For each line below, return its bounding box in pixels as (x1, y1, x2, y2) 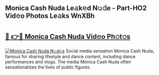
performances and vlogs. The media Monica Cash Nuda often (5, 59, 131, 65)
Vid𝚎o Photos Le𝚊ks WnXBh (5, 12, 95, 20)
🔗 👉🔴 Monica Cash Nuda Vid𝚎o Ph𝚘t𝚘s (5, 32, 131, 41)
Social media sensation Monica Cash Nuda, (65, 48, 155, 54)
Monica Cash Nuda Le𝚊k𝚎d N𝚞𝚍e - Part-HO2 (5, 4, 147, 12)
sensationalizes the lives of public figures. (5, 64, 91, 70)
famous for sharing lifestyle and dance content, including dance (5, 54, 136, 59)
